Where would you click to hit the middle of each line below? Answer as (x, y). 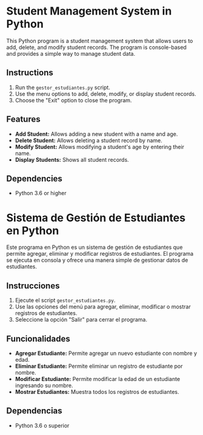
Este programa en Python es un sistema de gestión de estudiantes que (95, 247)
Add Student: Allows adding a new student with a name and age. (96, 134)
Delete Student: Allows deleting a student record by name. (88, 140)
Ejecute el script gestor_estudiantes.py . (65, 301)
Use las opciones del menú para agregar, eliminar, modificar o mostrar (103, 307)
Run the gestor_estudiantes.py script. (62, 87)
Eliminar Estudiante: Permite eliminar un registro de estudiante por (99, 366)
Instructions (30, 73)
